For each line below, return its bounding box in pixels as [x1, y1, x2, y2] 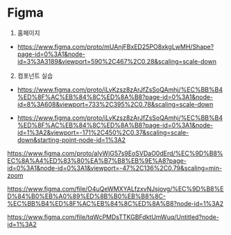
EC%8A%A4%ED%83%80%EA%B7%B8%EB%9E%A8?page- [7, 156, 187, 164]
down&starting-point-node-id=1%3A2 [17, 135, 126, 143]
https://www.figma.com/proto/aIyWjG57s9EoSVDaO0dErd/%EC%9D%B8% [7, 149, 223, 157]
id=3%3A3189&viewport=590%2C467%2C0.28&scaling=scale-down [17, 57, 217, 65]
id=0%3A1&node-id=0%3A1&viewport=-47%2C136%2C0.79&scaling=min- [7, 164, 222, 172]
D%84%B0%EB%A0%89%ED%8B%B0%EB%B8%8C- [7, 192, 166, 200]
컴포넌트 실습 [17, 71, 53, 80]
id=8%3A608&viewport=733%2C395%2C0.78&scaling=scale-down [17, 100, 214, 108]
